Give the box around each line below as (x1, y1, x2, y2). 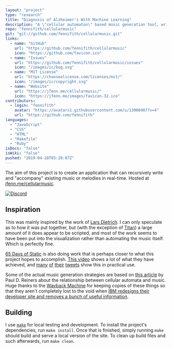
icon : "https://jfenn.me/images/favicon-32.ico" (14, 93, 120, 99)
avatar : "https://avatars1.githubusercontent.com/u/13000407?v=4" (14, 108, 159, 113)
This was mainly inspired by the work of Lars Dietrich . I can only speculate (5, 219, 162, 225)
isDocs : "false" (5, 146, 40, 151)
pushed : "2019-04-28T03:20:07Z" (5, 156, 74, 161)
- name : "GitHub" (10, 41, 47, 46)
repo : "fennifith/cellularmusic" (5, 27, 77, 32)
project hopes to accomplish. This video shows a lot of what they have (5, 256, 155, 262)
